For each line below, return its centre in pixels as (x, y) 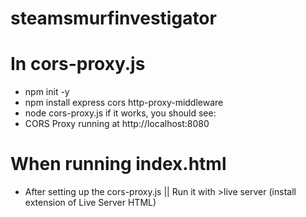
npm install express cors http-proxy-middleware (124, 103)
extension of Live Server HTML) (90, 203)
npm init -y (47, 92)
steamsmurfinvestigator (113, 18)
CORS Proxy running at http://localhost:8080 (117, 124)
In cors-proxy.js (78, 64)
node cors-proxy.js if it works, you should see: (120, 113)
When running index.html (118, 164)
